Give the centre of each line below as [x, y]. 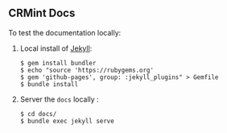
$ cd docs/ [38, 114]
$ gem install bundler [58, 63]
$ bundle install [49, 84]
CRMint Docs [42, 13]
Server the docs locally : [59, 99]
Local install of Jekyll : [56, 48]
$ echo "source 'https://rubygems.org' [87, 70]
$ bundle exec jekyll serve [67, 121]
